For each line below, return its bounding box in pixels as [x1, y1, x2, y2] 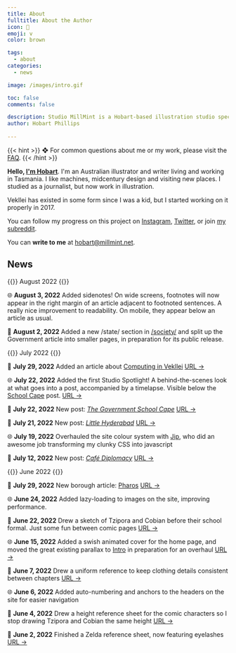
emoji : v [7, 30, 33, 37]
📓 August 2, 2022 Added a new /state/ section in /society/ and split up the [7, 327, 223, 335]
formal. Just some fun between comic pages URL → [7, 523, 158, 532]
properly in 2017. [7, 203, 55, 211]
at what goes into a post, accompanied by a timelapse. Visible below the [7, 383, 216, 392]
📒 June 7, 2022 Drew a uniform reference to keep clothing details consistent [7, 566, 228, 575]
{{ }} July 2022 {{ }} [7, 348, 61, 356]
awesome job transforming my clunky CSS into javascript [7, 440, 173, 448]
